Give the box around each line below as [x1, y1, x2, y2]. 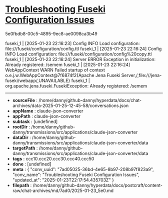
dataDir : [12, 134, 31, 140]
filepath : [12, 182, 32, 188]
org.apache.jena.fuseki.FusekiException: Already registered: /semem [5, 82, 147, 88]
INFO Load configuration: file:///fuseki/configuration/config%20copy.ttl [5, 51, 152, 57]
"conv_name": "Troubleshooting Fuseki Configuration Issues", [12, 171, 140, 177]
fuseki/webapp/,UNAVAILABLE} [5, 77, 70, 83]
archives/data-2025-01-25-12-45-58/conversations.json [12, 102, 129, 108]
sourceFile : [12, 97, 38, 103]
